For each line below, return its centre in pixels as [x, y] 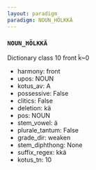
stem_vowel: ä [37, 123]
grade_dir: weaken [44, 137]
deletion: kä [34, 108]
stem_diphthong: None [50, 145]
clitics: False [35, 101]
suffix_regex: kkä [42, 152]
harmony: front [39, 71]
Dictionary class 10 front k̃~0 [48, 58]
